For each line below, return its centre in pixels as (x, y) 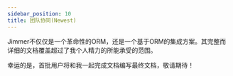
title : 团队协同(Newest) (42, 20)
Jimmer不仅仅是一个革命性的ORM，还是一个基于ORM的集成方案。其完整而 (117, 41)
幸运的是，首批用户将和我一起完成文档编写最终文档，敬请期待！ (101, 65)
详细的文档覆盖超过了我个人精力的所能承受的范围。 (82, 50)
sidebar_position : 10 (39, 14)
